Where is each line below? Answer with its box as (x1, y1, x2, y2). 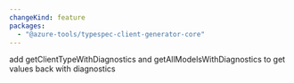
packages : (9, 21, 46, 30)
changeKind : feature (9, 12, 86, 22)
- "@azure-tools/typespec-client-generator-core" (17, 29, 205, 38)
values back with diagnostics (9, 63, 116, 74)
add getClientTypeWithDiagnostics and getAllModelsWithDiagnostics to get (9, 54, 286, 65)
